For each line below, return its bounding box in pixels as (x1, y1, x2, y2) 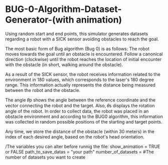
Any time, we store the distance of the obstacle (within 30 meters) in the (5, 128, 154, 134)
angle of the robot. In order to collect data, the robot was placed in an (5, 108, 149, 114)
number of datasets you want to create (5, 154, 86, 160)
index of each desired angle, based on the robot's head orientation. (5, 133, 144, 139)
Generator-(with (5, 14, 74, 25)
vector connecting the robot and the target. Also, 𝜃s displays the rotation (5, 102, 155, 108)
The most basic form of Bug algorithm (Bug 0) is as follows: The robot (5, 45, 149, 51)
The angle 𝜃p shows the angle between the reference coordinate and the (5, 96, 156, 103)
